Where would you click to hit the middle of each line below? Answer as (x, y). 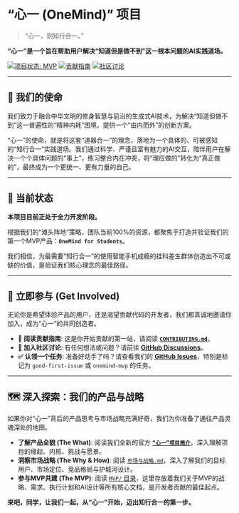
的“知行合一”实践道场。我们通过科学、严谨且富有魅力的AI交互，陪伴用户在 (116, 149)
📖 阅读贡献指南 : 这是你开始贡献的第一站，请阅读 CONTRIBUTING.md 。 (116, 339)
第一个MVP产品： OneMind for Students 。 (68, 240)
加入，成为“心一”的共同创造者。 (54, 324)
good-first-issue (58, 366)
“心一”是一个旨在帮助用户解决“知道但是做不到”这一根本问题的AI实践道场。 (117, 51)
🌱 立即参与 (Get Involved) (64, 296)
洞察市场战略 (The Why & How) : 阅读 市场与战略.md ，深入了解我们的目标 (122, 460)
